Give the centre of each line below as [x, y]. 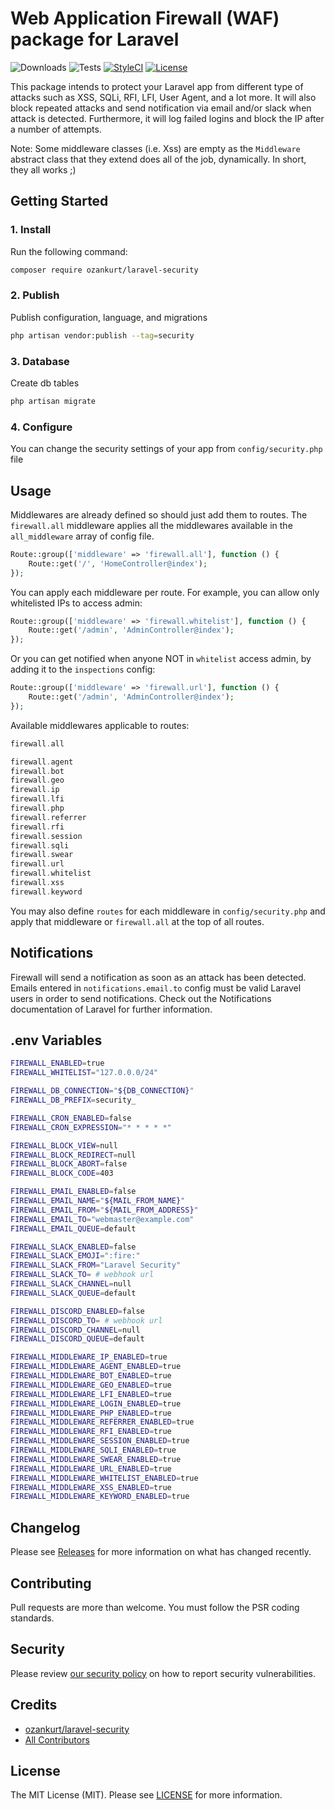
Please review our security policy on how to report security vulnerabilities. [163, 1673]
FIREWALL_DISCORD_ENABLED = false [77, 1311]
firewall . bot [37, 771]
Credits [34, 1705]
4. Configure [41, 427]
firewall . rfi [37, 827]
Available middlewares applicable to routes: [100, 725]
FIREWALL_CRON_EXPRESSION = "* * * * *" [91, 1127]
